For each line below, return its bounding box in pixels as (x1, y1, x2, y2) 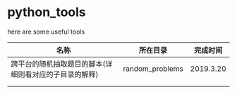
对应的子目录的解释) (32, 69, 99, 79)
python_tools (7, 4, 86, 20)
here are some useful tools (7, 27, 85, 36)
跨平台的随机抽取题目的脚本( (11, 59, 106, 69)
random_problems (123, 64, 183, 74)
